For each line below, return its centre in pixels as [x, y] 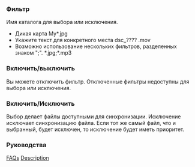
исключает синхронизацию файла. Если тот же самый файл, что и [91, 123]
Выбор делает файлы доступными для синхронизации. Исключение [94, 117]
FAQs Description [28, 158]
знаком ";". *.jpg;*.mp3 [43, 53]
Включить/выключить [40, 68]
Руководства [26, 145]
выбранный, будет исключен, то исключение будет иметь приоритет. [95, 129]
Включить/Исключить [40, 103]
